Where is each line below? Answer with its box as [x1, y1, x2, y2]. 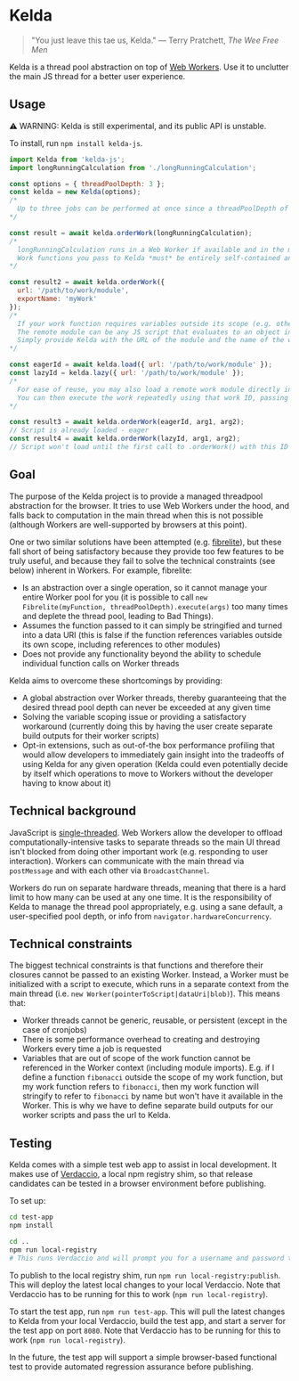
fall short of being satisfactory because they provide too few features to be [9, 545, 285, 557]
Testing [9, 1135, 53, 1150]
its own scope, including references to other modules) [21, 639, 221, 650]
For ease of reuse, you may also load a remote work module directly [17, 385, 280, 394]
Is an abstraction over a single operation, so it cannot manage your [21, 582, 268, 592]
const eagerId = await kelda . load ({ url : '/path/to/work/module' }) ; [9, 360, 273, 370]
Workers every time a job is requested [21, 1043, 162, 1054]
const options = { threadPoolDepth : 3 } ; [9, 179, 166, 188]
